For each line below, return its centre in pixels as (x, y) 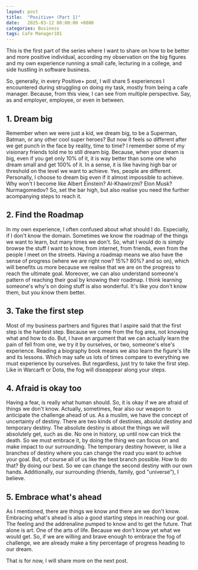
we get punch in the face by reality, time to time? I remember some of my (95, 146)
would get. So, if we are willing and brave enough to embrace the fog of (94, 537)
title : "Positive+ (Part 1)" (44, 17)
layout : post (22, 12)
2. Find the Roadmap (45, 215)
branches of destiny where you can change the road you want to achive (94, 453)
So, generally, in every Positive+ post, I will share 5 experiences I (85, 81)
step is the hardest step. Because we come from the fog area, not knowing (97, 332)
